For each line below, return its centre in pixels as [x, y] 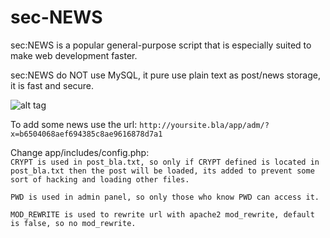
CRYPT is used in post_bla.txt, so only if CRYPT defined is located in [165, 162]
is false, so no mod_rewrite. [73, 223]
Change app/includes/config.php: [80, 152]
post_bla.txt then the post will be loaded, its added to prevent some [162, 171]
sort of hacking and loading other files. [100, 179]
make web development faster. [74, 55]
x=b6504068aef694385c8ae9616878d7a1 [86, 134]
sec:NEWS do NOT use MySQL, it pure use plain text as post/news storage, [165, 75]
